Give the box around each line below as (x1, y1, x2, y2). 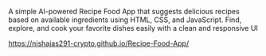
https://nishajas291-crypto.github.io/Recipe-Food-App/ (8, 39, 190, 48)
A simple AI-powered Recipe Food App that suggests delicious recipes (8, 7, 241, 16)
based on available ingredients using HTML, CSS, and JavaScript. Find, (8, 15, 242, 24)
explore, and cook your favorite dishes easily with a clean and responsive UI (8, 24, 259, 32)
